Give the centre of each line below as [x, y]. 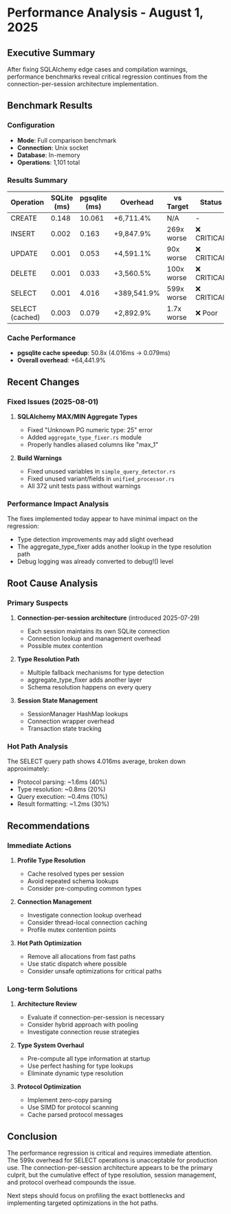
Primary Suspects [38, 603]
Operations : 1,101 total [48, 162]
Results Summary [37, 180]
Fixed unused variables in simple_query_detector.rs [101, 471]
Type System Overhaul [51, 1045]
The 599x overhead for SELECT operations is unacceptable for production [112, 1160]
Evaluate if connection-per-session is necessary [96, 1018]
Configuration [31, 125]
